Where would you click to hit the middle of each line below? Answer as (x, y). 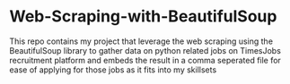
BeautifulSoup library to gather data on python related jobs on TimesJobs (145, 50)
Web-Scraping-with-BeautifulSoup (143, 17)
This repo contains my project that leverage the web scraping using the (141, 41)
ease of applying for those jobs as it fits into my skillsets (113, 70)
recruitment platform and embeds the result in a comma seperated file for (145, 60)
